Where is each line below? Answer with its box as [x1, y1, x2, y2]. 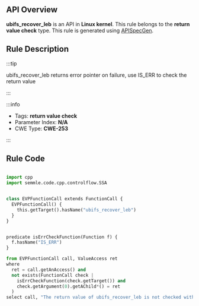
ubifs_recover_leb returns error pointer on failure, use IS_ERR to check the [6, 71, 187, 78]
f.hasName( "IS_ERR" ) [11, 239, 62, 245]
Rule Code [6, 154, 46, 164]
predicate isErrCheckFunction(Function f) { [6, 234, 118, 240]
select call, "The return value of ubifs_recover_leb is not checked [6, 294, 182, 301]
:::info [6, 100, 20, 108]
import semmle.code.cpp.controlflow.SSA [6, 180, 108, 186]
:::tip [6, 59, 17, 67]
